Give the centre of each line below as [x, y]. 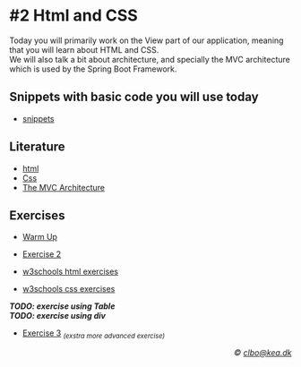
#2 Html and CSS [74, 16]
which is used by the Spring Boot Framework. [93, 69]
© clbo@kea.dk [263, 353]
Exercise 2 [42, 254]
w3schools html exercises [70, 272]
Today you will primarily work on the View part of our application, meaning [146, 40]
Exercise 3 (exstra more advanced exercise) [94, 334]
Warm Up [40, 237]
